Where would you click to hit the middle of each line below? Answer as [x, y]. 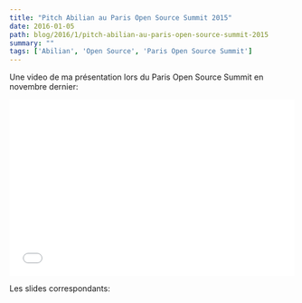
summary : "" [32, 43]
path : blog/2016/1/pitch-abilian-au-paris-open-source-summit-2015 [139, 34]
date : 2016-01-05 [42, 26]
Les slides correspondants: [60, 288]
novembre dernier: [44, 87]
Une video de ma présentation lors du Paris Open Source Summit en [137, 77]
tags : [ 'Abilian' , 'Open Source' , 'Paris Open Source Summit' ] [131, 52]
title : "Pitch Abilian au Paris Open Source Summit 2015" [121, 18]
